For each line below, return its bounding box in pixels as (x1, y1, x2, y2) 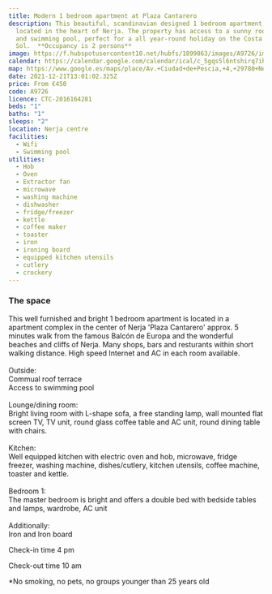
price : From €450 (8, 80, 67, 88)
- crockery (15, 269, 53, 277)
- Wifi (15, 140, 38, 148)
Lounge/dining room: (8, 399, 79, 410)
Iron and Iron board (8, 529, 73, 539)
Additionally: (8, 520, 50, 530)
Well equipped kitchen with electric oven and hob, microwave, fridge (8, 451, 237, 461)
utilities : (8, 155, 45, 163)
